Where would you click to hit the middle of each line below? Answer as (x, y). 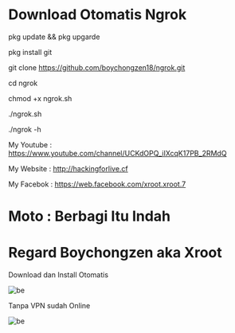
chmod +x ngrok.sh (40, 98)
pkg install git (30, 52)
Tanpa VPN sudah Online (49, 306)
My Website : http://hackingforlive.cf (69, 168)
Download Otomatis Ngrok (98, 15)
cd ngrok (23, 83)
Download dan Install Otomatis (59, 275)
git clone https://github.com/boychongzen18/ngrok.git (97, 67)
